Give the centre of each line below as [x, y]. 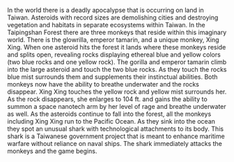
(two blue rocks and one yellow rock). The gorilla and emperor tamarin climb [117, 62]
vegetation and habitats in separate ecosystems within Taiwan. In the [106, 25]
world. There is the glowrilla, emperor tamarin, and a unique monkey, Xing [113, 40]
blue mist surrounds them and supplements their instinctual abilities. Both [112, 77]
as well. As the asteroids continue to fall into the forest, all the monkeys [109, 114]
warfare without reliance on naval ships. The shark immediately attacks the [115, 143]
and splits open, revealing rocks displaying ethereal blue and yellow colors [114, 54]
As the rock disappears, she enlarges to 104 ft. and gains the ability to [107, 99]
